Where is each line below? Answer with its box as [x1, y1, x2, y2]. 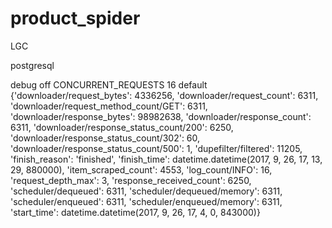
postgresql [10, 59, 55, 71]
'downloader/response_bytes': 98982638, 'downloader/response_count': [10, 110, 312, 122]
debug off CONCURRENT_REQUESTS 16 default [10, 78, 208, 91]
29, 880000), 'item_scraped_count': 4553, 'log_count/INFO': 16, [10, 163, 273, 176]
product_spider [10, 7, 141, 30]
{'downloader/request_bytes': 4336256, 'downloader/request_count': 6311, [10, 89, 319, 101]
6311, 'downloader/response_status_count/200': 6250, [10, 121, 234, 133]
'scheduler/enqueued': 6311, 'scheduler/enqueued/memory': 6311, [10, 195, 283, 207]
